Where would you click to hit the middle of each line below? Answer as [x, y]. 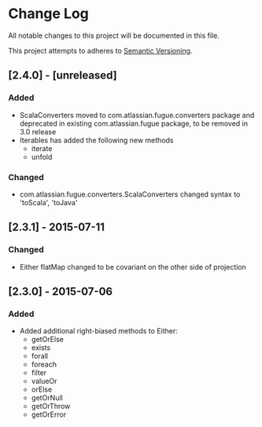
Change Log [48, 14]
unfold [42, 156]
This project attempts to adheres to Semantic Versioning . [100, 50]
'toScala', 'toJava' [48, 202]
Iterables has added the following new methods [97, 140]
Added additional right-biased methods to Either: [99, 331]
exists [41, 348]
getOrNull [47, 398]
